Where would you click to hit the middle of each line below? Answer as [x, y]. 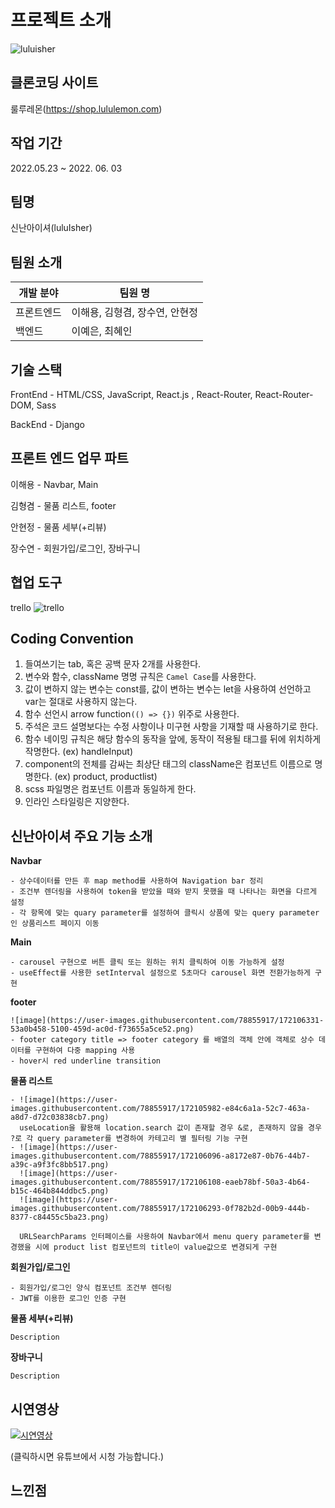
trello [21, 607]
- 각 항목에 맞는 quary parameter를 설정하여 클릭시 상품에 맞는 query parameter [165, 913]
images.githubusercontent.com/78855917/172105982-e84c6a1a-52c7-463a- [160, 1109]
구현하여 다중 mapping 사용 [85, 1051]
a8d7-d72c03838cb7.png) [60, 1117]
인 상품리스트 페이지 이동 [55, 924]
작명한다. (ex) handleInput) [79, 752]
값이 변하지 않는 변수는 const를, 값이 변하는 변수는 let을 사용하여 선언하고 [168, 689]
